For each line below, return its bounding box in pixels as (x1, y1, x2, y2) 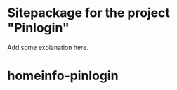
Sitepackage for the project (7, 5, 171, 21)
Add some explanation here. (7, 43, 89, 51)
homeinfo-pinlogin (7, 68, 119, 84)
